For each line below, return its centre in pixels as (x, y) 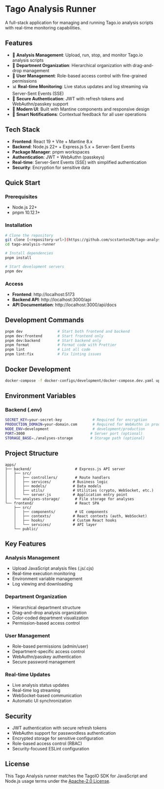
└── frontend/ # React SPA (52, 503)
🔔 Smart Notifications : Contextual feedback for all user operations (79, 114)
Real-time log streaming (36, 690)
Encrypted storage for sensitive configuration (58, 738)
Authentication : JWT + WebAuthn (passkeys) (58, 157)
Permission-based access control (46, 623)
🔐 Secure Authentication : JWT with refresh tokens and (68, 98)
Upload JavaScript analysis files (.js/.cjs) (53, 568)
